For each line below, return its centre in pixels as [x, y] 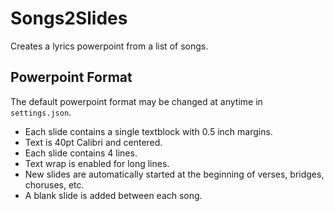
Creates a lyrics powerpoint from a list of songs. [109, 46]
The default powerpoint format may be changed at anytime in [136, 101]
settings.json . [41, 112]
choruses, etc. [54, 184]
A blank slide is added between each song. [113, 195]
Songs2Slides [69, 18]
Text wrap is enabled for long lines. [97, 163]
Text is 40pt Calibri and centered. [93, 142]
